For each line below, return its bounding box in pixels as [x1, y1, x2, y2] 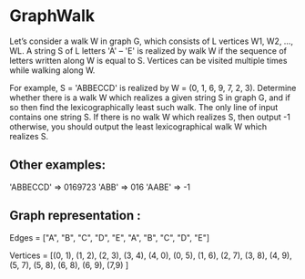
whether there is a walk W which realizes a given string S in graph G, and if [9, 92, 291, 103]
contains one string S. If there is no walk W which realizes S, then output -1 [9, 111, 291, 122]
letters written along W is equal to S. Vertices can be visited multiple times [9, 55, 288, 66]
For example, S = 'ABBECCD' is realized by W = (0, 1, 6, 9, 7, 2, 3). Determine [9, 82, 297, 93]
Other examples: [9, 157, 107, 173]
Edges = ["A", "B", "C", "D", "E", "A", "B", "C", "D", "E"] [9, 232, 210, 243]
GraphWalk [9, 5, 96, 26]
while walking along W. [9, 65, 96, 76]
